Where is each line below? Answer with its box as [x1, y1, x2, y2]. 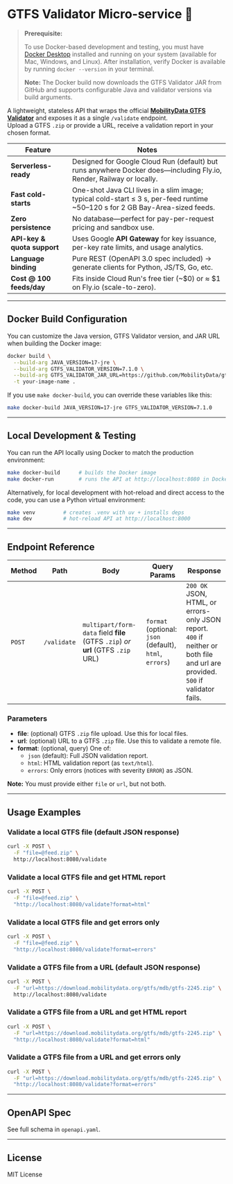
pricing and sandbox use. [71, 222, 155, 232]
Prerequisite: [24, 29, 63, 37]
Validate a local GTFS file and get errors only [7, 917, 160, 927]
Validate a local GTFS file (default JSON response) [7, 827, 180, 836]
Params [150, 570, 175, 580]
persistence [10, 222, 51, 232]
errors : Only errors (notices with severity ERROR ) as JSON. [27, 766, 193, 775]
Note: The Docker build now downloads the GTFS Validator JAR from [24, 78, 222, 86]
